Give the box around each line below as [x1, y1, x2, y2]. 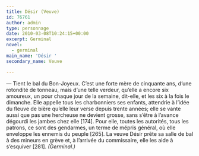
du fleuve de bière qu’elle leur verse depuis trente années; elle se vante [6, 105, 181, 112]
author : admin [6, 20, 42, 26]
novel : [6, 42, 23, 48]
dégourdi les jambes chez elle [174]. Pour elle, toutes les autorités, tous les [6, 117, 189, 125]
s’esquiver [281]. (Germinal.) [6, 143, 76, 150]
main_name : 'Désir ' [6, 53, 58, 59]
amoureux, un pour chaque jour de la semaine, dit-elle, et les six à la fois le [6, 93, 189, 100]
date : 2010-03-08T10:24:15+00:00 [6, 31, 89, 37]
